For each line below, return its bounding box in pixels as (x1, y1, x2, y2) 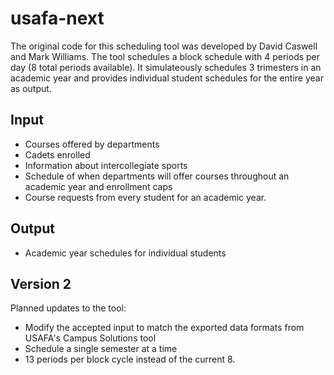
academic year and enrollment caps (24, 180, 173, 192)
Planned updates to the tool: (10, 302, 127, 314)
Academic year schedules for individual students (24, 247, 227, 259)
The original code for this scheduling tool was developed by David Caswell (10, 40, 318, 52)
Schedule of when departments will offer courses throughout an (24, 170, 290, 182)
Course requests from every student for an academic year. (24, 191, 267, 203)
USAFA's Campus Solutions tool (24, 332, 157, 344)
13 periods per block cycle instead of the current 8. (24, 353, 236, 366)
